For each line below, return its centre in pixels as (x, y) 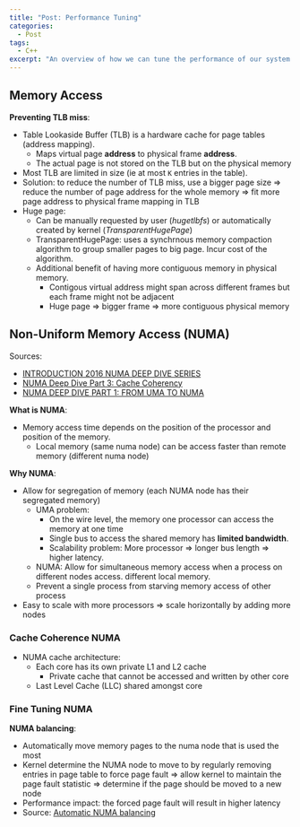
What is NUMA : (39, 410)
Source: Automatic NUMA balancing (89, 813)
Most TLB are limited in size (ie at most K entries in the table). (135, 172)
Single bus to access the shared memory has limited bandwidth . (169, 538)
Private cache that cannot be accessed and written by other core (169, 676)
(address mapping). (59, 144)
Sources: (26, 356)
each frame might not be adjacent (111, 296)
